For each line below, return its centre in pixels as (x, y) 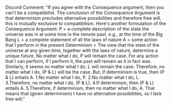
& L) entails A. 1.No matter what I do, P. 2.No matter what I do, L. (73, 77)
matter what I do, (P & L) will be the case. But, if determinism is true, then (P (85, 72)
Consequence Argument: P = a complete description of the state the (77, 29)
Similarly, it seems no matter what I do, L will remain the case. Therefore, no (85, 66)
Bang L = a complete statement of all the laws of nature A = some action (81, 40)
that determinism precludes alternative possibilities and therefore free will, (83, 18)
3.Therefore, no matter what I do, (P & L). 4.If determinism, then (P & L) (80, 83)
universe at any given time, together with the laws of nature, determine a (82, 50)
